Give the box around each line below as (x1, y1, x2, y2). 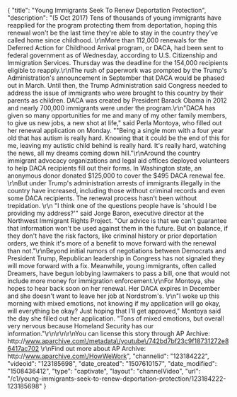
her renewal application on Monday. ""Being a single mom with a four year (7, 127, 224, 134)
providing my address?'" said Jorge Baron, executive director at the (7, 209, 204, 217)
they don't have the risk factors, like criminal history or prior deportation (7, 231, 217, 240)
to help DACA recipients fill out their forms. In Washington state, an (7, 164, 202, 172)
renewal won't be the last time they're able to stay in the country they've (7, 28, 218, 37)
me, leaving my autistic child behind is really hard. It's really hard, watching (7, 142, 226, 149)
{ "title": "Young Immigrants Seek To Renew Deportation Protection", (7, 6, 207, 14)
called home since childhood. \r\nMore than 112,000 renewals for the (7, 36, 208, 45)
